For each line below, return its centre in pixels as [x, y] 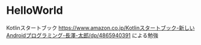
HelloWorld [35, 10]
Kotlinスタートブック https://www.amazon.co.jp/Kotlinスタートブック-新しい [100, 28]
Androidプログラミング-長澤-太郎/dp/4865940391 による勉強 [82, 35]
